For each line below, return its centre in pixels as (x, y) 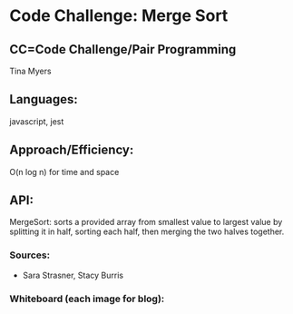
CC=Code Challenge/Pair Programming (123, 49)
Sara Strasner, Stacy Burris (73, 275)
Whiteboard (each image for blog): (87, 299)
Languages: (44, 99)
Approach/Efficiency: (72, 150)
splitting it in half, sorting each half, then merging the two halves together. (147, 231)
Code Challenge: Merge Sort (119, 16)
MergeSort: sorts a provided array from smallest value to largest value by (146, 222)
